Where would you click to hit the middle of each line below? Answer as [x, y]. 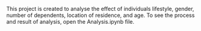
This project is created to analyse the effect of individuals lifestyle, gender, [100, 9]
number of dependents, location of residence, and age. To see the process [100, 15]
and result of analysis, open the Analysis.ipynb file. [70, 22]
